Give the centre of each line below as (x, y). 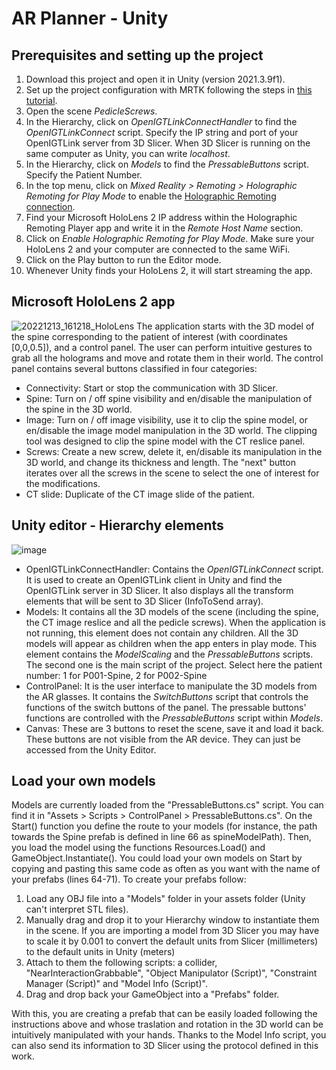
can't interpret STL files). (77, 909)
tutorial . (41, 100)
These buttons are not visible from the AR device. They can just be (163, 739)
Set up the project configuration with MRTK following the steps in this (169, 90)
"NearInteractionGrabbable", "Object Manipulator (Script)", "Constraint (171, 973)
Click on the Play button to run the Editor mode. (123, 260)
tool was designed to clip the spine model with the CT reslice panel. (165, 441)
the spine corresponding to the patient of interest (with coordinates (149, 336)
